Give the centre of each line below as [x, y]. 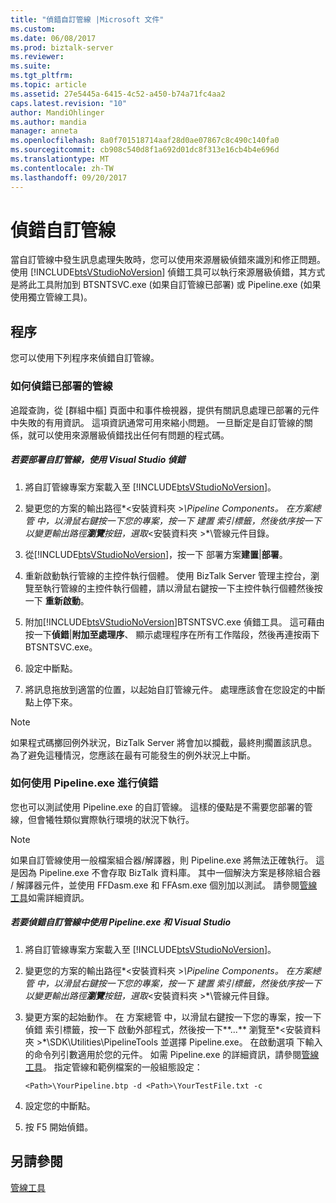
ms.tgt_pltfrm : [42, 76]
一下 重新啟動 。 [57, 600]
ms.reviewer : [37, 57]
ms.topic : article [48, 85]
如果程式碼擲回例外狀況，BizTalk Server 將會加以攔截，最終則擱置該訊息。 [164, 742]
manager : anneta [44, 131]
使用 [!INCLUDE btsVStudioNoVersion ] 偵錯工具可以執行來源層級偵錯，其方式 [168, 272]
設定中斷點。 [51, 668]
